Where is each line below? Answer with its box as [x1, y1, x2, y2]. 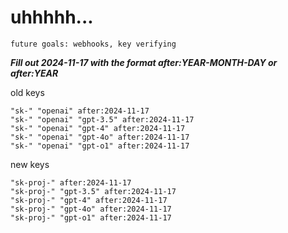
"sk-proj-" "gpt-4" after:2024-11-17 [10, 195, 168, 205]
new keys [10, 158, 50, 170]
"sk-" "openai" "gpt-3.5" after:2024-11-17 [10, 114, 195, 125]
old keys [10, 86, 45, 98]
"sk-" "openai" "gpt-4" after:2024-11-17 [10, 123, 186, 133]
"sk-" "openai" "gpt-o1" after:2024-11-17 [10, 141, 190, 151]
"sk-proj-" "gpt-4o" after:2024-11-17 [10, 204, 172, 214]
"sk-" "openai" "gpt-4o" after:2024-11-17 [10, 132, 190, 142]
